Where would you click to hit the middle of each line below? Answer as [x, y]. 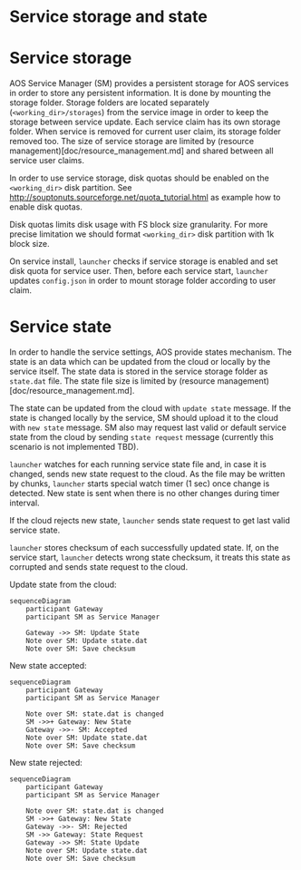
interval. [24, 503]
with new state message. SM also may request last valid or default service [148, 427]
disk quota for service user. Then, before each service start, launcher [139, 271]
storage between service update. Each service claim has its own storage [145, 122]
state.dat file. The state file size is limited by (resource [112, 381]
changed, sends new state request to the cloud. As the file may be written [147, 474]
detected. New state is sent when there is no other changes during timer [145, 494]
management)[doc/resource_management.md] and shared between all [141, 151]
